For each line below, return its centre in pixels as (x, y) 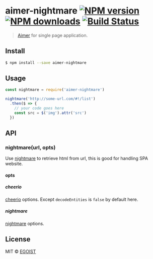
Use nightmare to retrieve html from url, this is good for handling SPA (77, 159)
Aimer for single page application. (53, 35)
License (18, 239)
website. (14, 164)
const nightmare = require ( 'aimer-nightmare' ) (55, 90)
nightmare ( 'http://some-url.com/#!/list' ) (50, 99)
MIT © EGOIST (21, 251)
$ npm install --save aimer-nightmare (46, 63)
